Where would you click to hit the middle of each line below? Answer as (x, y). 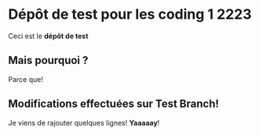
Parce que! (26, 79)
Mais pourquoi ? (48, 60)
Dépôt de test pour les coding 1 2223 (130, 14)
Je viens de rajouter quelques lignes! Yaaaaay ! (84, 123)
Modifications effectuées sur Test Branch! (114, 104)
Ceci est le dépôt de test (48, 36)
